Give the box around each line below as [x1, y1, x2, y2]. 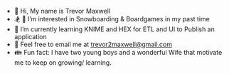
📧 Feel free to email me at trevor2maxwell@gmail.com [14, 40, 173, 48]
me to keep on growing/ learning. [14, 58, 112, 67]
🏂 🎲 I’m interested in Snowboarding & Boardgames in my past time [14, 15, 210, 23]
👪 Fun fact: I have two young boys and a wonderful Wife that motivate [14, 48, 223, 56]
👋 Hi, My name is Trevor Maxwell [14, 7, 111, 15]
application [14, 33, 48, 41]
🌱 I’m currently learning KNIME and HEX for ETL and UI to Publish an [14, 25, 215, 33]
